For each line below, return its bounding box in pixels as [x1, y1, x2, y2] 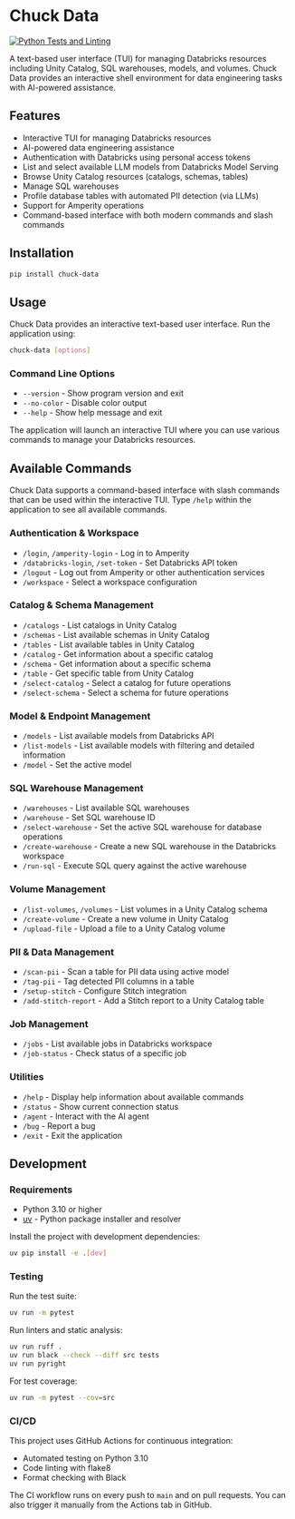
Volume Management [9, 883, 106, 896]
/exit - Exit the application [22, 1130, 123, 1141]
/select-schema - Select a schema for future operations [22, 687, 229, 698]
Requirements [9, 1183, 73, 1196]
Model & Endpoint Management [9, 710, 151, 722]
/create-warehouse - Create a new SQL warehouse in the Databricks [22, 841, 277, 852]
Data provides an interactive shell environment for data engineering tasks [9, 72, 283, 83]
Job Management [9, 1017, 89, 1030]
